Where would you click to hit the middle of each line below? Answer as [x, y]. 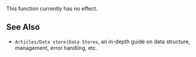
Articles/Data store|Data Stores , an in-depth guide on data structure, [102, 42]
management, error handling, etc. [56, 47]
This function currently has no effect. [52, 9]
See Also [23, 27]
